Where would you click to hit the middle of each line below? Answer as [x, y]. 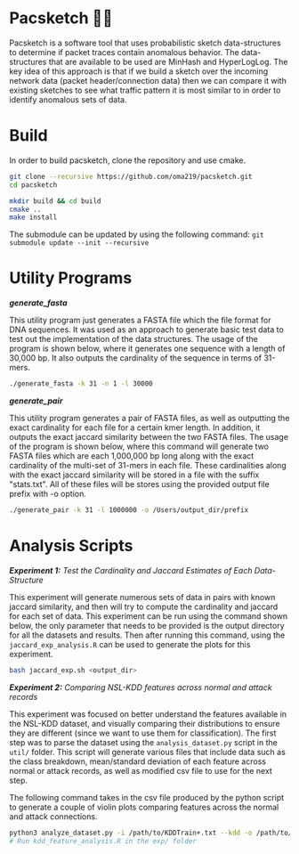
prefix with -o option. [48, 494]
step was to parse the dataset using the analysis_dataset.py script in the [143, 742]
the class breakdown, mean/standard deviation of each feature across [138, 761]
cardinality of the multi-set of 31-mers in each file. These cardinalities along [148, 466]
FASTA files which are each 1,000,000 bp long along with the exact [132, 456]
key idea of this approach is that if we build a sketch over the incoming [139, 71]
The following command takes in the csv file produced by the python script [147, 797]
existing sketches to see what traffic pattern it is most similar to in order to [145, 90]
